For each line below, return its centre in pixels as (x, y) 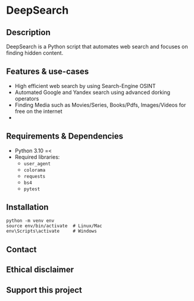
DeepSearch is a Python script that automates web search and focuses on (97, 46)
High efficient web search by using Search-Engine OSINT (85, 86)
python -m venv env (30, 221)
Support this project (44, 290)
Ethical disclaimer (40, 270)
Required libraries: (37, 157)
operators (27, 98)
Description (28, 32)
